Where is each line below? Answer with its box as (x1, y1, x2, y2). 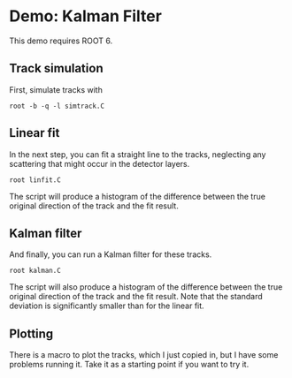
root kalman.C (9, 267, 62, 276)
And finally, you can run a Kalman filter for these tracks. (9, 249, 212, 260)
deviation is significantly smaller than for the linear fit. (9, 300, 205, 311)
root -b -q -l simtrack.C (9, 102, 104, 110)
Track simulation (9, 61, 104, 76)
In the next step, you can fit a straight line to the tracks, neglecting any (9, 148, 266, 160)
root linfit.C (9, 175, 62, 185)
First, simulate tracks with (9, 84, 104, 94)
